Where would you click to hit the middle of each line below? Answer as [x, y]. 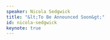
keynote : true [24, 28]
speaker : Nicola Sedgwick [38, 11]
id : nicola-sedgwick [32, 22]
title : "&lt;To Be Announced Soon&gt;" [56, 17]
